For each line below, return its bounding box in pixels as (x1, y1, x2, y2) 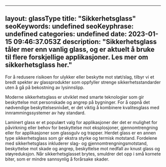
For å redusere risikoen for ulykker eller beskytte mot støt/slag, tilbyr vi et (5, 74, 155, 80)
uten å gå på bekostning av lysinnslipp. (5, 84, 85, 90)
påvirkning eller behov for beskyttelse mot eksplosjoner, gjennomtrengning (5, 125, 158, 130)
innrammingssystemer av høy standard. (5, 110, 86, 116)
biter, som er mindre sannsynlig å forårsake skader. (5, 156, 110, 162)
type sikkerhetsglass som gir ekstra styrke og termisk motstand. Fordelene (5, 135, 158, 141)
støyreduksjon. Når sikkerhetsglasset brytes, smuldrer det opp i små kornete (5, 151, 161, 157)
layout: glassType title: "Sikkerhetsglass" (5, 14, 136, 23)
